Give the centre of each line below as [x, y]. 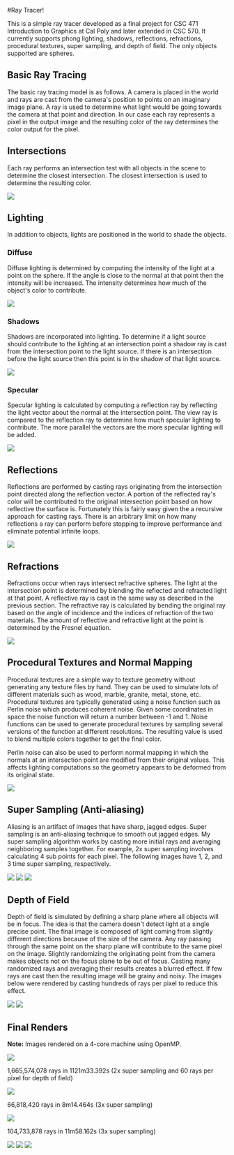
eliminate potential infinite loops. [54, 531]
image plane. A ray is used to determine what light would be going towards [115, 107]
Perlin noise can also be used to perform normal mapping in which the [108, 752]
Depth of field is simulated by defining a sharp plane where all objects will [113, 917]
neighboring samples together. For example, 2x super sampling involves [110, 848]
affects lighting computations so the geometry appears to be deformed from [117, 767]
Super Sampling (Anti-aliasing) [76, 810]
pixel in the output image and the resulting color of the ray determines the [113, 122]
